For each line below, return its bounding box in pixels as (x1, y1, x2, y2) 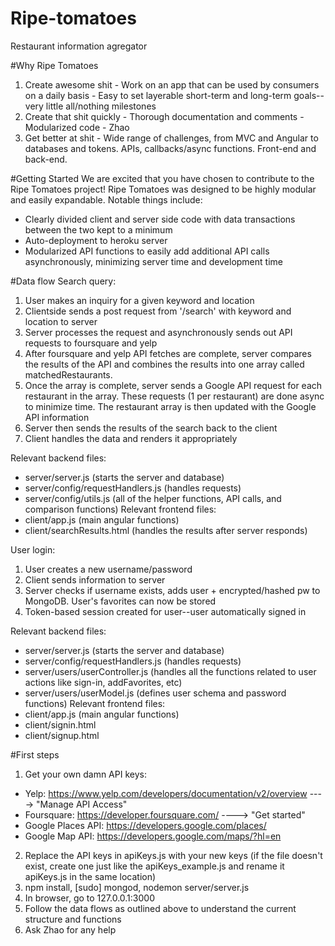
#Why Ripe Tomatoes (10, 59, 99, 71)
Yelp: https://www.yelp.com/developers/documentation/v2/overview (24, 787, 308, 799)
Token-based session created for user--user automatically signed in (24, 605, 307, 617)
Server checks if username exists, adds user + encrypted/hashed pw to (24, 584, 321, 596)
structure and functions (24, 913, 122, 925)
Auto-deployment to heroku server (24, 234, 168, 246)
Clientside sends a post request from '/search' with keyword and (24, 305, 292, 317)
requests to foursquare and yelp (24, 337, 158, 349)
